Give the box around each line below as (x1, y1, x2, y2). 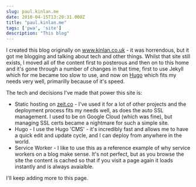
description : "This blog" (6, 31, 69, 36)
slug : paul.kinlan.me (6, 8, 59, 15)
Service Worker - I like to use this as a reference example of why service (14, 145, 191, 152)
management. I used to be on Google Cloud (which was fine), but (14, 113, 173, 121)
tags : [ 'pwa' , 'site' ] (6, 25, 62, 31)
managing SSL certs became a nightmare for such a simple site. (14, 119, 169, 126)
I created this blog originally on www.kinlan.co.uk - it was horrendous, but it (6, 46, 190, 54)
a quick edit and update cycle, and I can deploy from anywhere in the (14, 132, 182, 139)
